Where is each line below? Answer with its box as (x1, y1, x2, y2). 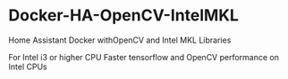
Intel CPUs (8, 61, 47, 72)
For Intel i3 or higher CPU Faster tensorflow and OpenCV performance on (8, 51, 279, 62)
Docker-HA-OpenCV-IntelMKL (8, 5, 239, 26)
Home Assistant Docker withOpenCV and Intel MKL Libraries (8, 35, 232, 45)
